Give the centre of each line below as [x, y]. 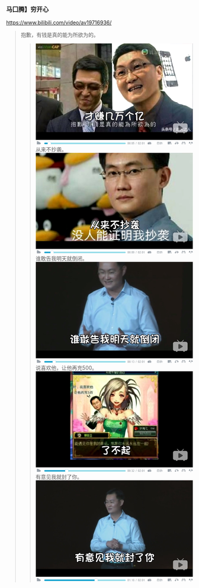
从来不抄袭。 [51, 149]
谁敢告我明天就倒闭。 [61, 259]
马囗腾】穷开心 [28, 9]
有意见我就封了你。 [59, 477]
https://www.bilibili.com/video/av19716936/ [59, 23]
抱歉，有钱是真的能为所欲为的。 [60, 35]
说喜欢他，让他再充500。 [66, 368]
